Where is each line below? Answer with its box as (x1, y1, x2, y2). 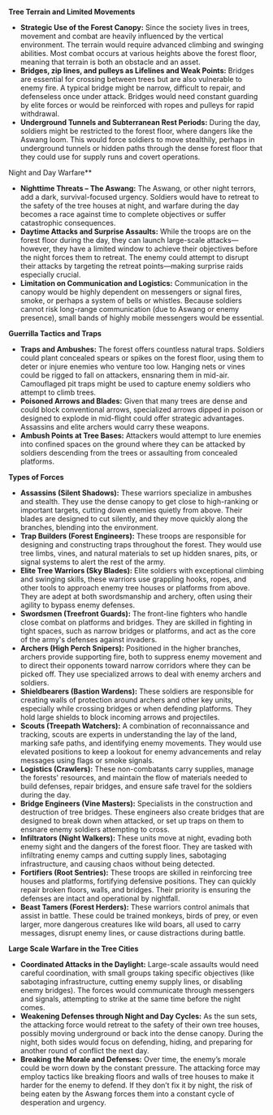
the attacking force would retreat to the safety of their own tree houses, (19, 1020, 260, 1030)
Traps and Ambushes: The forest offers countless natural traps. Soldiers (19, 344, 265, 354)
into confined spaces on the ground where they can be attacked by (19, 439, 246, 449)
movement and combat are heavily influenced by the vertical (19, 32, 223, 41)
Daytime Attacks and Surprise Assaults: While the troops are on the (19, 227, 252, 236)
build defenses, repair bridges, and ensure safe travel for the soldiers (19, 781, 253, 791)
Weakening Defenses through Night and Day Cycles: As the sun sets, (19, 1011, 258, 1021)
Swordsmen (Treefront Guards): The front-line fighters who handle (19, 609, 248, 618)
